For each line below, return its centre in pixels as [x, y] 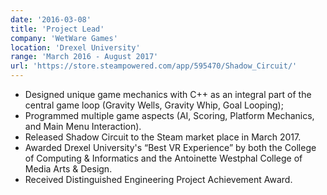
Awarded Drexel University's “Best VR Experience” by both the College [170, 147]
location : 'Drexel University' [75, 47]
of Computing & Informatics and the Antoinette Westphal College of [163, 158]
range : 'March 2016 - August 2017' [84, 57]
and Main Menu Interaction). [83, 126]
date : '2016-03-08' [51, 19]
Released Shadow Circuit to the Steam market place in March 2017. [163, 137]
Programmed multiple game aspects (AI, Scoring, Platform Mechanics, [169, 115]
